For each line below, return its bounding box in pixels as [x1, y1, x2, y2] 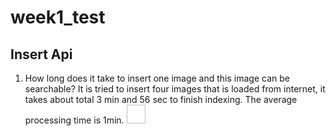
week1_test [10, 6, 106, 29]
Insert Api [10, 46, 73, 63]
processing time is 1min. [24, 114, 125, 126]
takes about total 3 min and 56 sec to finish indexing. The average [24, 94, 298, 105]
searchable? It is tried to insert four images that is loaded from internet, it [24, 83, 326, 95]
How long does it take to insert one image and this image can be [24, 72, 290, 84]
